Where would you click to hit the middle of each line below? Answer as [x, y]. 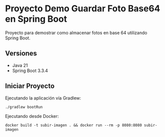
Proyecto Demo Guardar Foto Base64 [83, 9]
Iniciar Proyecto [30, 86]
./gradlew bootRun [24, 107]
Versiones [21, 53]
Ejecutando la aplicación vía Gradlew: [43, 98]
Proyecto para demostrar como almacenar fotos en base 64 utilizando [76, 33]
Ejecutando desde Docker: [32, 116]
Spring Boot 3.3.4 [30, 70]
